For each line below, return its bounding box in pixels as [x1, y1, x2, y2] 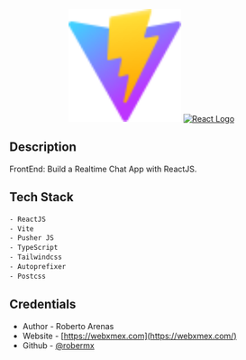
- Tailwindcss [9, 253, 63, 262]
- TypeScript [9, 244, 59, 253]
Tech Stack [9, 189, 74, 205]
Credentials [9, 297, 77, 312]
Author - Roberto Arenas [22, 320, 114, 331]
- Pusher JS [9, 234, 54, 243]
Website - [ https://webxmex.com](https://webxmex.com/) [22, 330, 237, 341]
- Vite [9, 224, 34, 234]
